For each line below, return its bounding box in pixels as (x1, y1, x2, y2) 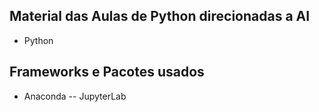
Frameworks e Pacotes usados (9, 64, 205, 81)
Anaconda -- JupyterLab (23, 90, 127, 102)
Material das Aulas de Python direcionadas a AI (9, 8, 311, 25)
